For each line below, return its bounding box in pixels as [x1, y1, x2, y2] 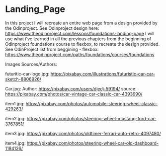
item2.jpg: [5, 115, 26, 121]
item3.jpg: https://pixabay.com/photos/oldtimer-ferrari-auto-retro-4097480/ [5, 130, 161, 136]
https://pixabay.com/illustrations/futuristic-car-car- [50, 71, 156, 77]
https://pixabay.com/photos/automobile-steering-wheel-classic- [25, 100, 158, 106]
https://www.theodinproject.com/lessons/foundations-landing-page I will [5, 30, 155, 36]
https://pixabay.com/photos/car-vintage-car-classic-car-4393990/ [5, 91, 143, 97]
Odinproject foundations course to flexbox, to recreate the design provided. [5, 41, 160, 47]
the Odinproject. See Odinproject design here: [5, 25, 99, 31]
